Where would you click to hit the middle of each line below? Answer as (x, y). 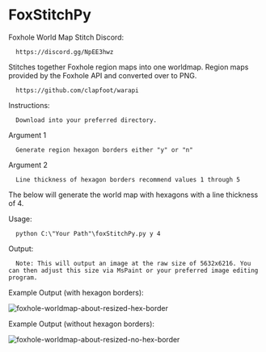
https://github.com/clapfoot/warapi (77, 90)
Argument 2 (28, 165)
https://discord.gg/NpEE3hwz (65, 52)
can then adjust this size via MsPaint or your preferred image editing (133, 270)
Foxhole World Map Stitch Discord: (66, 37)
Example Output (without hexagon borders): (82, 324)
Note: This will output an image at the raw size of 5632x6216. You (133, 263)
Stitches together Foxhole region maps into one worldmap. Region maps (129, 67)
